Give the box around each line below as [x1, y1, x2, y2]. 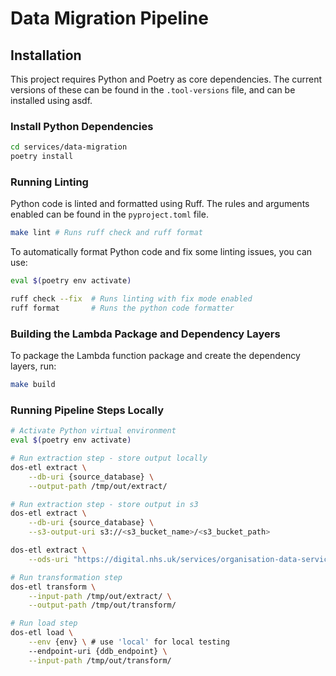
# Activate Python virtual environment [10, 426, 177, 436]
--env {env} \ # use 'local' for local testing [28, 637, 230, 647]
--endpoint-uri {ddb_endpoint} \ [28, 646, 168, 656]
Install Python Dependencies [10, 119, 154, 133]
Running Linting [10, 175, 89, 189]
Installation [10, 47, 82, 64]
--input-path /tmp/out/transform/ [28, 655, 172, 666]
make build [10, 380, 56, 390]
